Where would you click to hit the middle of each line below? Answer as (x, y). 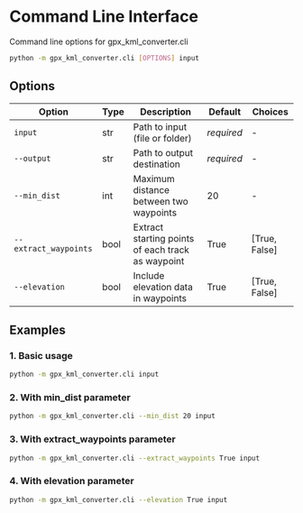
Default (225, 112)
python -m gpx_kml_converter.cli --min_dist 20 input (113, 417)
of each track (161, 250)
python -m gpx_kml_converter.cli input (84, 375)
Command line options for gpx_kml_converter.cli (99, 41)
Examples (37, 330)
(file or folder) (162, 138)
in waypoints (160, 298)
